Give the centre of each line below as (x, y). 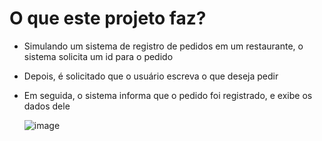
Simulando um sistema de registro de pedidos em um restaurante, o (163, 46)
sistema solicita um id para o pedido (98, 56)
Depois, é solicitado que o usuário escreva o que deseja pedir (151, 76)
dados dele (47, 106)
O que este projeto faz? (108, 18)
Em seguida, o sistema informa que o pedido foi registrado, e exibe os (168, 95)
